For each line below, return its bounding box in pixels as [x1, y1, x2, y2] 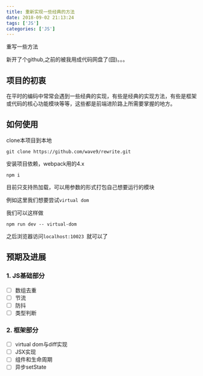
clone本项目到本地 [6, 137, 53, 144]
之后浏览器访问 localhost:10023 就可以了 [6, 232, 108, 239]
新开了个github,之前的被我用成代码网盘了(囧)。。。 [6, 56, 128, 63]
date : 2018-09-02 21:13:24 [6, 15, 74, 21]
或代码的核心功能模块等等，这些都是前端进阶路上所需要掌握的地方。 [6, 100, 176, 108]
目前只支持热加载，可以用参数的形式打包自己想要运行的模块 [6, 183, 155, 190]
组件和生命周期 [14, 356, 53, 363]
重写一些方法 [6, 43, 38, 50]
